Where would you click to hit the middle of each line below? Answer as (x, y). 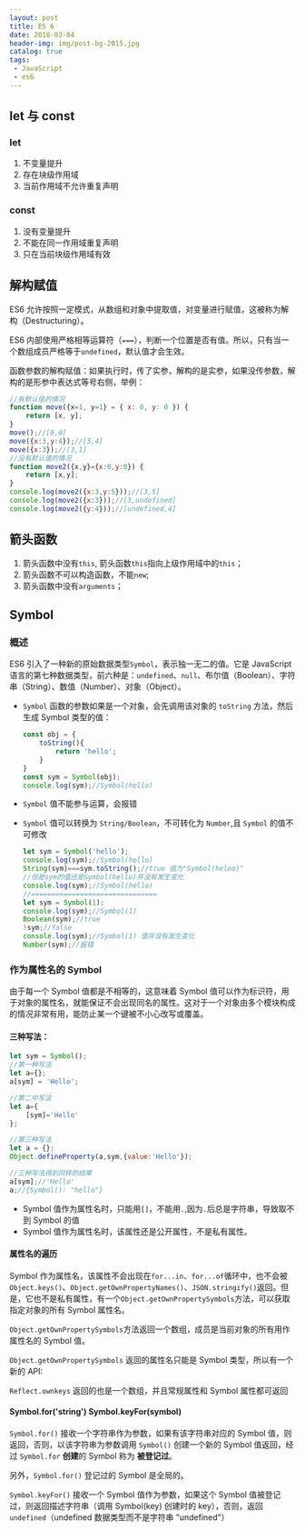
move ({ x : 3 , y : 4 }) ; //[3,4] (56, 441)
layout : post (34, 18)
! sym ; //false (47, 928)
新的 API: (26, 1371)
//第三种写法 (30, 1140)
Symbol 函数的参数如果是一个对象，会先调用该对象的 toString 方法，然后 (157, 706)
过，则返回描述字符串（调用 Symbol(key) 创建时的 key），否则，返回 (136, 1506)
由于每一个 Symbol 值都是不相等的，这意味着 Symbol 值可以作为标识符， (145, 991)
